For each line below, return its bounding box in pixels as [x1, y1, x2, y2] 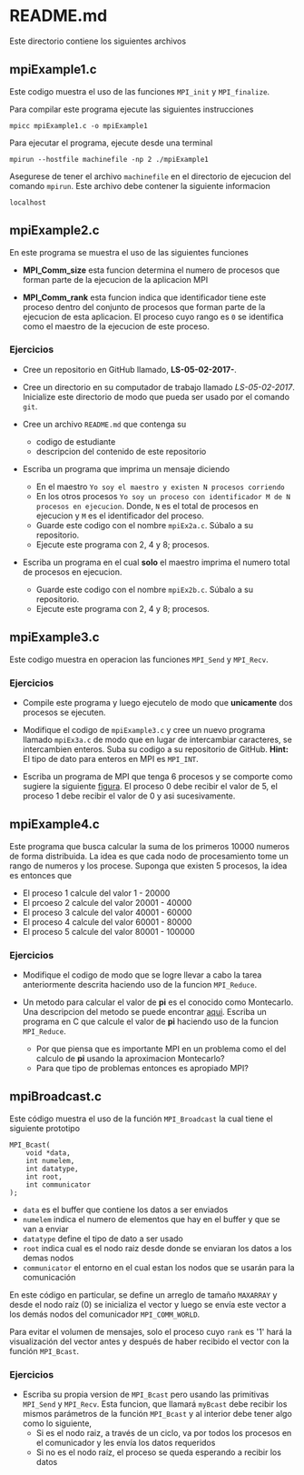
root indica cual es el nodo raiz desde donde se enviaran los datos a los [22, 1242, 292, 1253]
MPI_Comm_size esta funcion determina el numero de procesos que [22, 265, 280, 276]
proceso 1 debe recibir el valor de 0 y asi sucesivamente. [22, 790, 236, 801]
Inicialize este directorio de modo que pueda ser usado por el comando [22, 391, 290, 402]
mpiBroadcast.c [9, 1089, 103, 1105]
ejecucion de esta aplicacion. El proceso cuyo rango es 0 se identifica [22, 311, 284, 322]
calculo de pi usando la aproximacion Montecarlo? [35, 1053, 225, 1064]
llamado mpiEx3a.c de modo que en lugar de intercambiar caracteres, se [22, 734, 292, 745]
